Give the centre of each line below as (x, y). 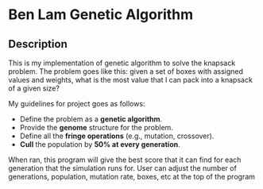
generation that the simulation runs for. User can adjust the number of (122, 168)
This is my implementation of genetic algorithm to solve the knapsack (122, 63)
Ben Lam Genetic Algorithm (101, 15)
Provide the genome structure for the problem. (96, 127)
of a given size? (34, 88)
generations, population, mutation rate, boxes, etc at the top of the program (132, 177)
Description (38, 44)
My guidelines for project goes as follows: (77, 104)
